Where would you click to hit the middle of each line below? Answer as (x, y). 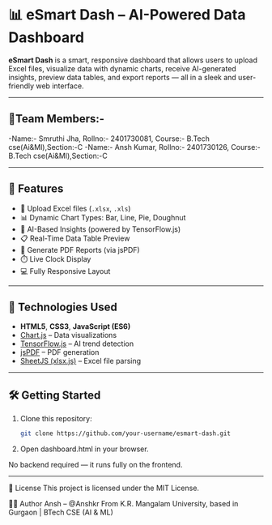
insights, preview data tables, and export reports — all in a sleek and (122, 77)
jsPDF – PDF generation (59, 352)
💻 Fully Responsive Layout (65, 271)
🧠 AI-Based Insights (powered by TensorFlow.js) (100, 229)
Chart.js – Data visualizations (68, 335)
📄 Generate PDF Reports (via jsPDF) (80, 250)
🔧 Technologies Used (63, 307)
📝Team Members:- (57, 119)
